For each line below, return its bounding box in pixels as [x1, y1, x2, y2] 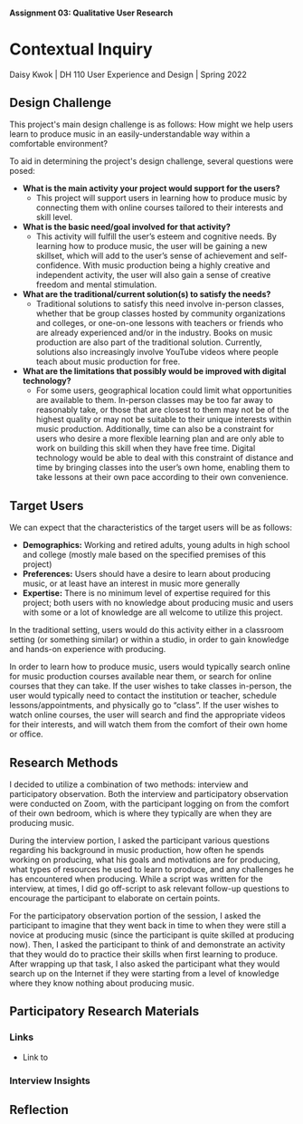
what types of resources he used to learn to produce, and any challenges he [9, 863, 294, 874]
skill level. [35, 212, 73, 223]
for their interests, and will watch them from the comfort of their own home [9, 719, 288, 730]
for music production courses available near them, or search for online [9, 671, 272, 682]
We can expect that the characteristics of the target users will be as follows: [9, 522, 292, 533]
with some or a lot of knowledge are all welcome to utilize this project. [22, 607, 283, 618]
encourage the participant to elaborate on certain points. [9, 892, 221, 903]
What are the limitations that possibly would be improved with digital [22, 366, 287, 377]
